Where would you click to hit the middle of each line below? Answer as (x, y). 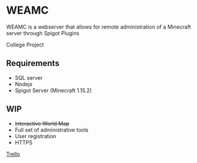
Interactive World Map (42, 123)
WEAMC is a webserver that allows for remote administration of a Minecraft (99, 27)
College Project (25, 45)
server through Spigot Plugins (43, 33)
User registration (35, 136)
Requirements (33, 63)
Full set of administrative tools (51, 130)
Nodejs (24, 84)
